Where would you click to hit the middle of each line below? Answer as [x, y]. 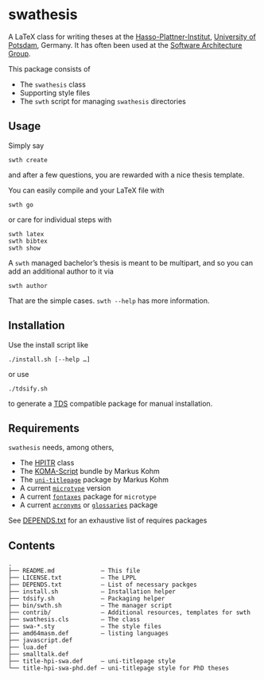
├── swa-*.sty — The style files [85, 627]
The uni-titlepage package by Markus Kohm [94, 480]
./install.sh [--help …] [49, 359]
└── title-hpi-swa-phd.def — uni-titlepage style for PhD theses [118, 668]
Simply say [26, 146]
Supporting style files [55, 92]
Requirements [44, 428]
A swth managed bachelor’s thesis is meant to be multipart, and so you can [130, 262]
